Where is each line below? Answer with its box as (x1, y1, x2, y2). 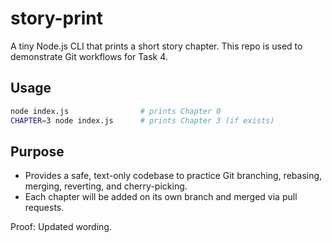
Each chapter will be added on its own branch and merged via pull (24, 191, 298, 203)
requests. (24, 202, 65, 214)
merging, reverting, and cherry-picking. (24, 180, 188, 192)
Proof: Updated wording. (10, 221, 112, 233)
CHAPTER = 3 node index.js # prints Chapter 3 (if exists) (10, 115, 275, 126)
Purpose (10, 143, 65, 160)
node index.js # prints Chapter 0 (10, 106, 222, 116)
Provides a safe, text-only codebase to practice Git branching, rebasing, (24, 170, 323, 182)
